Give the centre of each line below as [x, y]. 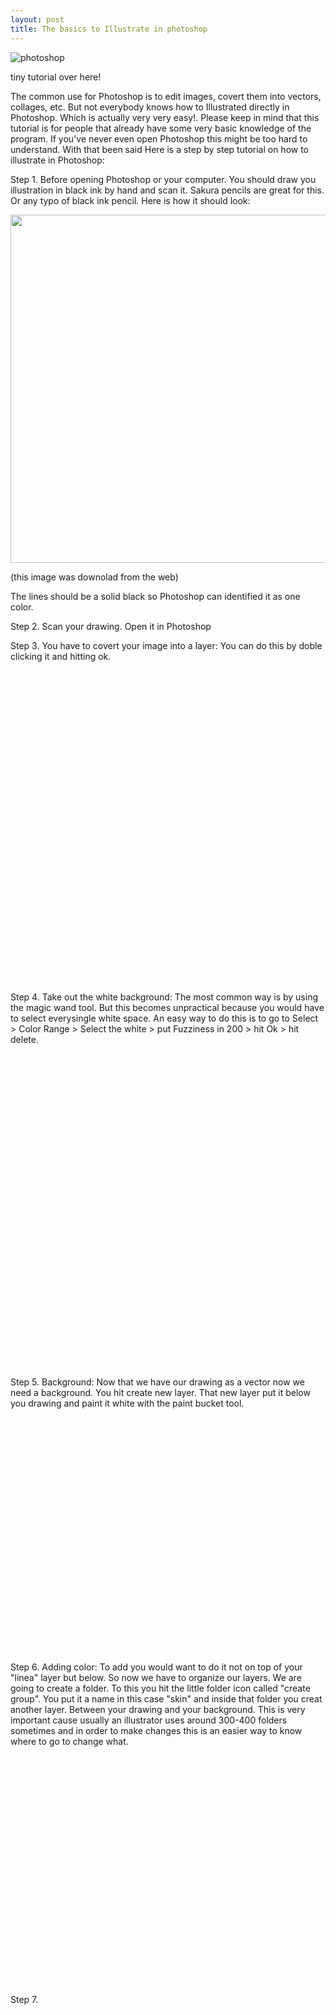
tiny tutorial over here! [56, 77]
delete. [24, 1039]
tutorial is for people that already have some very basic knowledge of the [161, 128]
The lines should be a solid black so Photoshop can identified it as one [155, 596]
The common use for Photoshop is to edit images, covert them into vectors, [166, 96]
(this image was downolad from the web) [94, 577]
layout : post [37, 19]
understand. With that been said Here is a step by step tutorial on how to [160, 149]
